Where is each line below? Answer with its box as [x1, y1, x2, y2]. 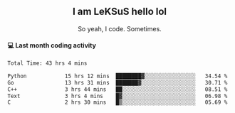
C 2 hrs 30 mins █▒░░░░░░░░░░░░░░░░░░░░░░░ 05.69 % [7, 99, 228, 106]
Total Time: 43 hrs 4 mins [7, 60, 88, 67]
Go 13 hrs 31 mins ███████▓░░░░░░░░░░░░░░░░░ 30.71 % [7, 79, 228, 86]
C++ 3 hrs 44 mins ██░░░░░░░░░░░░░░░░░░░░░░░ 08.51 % [7, 85, 228, 93]
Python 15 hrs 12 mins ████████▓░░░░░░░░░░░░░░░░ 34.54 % [7, 72, 228, 80]
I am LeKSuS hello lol [72, 6, 167, 18]
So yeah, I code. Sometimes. [78, 24, 162, 33]
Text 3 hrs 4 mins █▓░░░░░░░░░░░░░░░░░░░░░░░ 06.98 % [7, 92, 228, 99]
